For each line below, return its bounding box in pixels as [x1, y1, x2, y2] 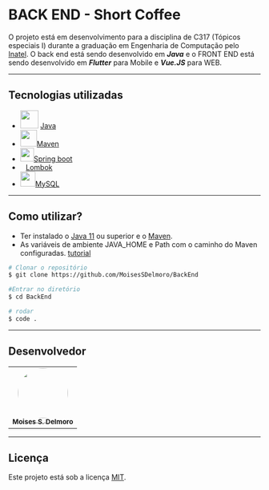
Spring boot [33, 154, 73, 164]
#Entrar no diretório [8, 285, 81, 294]
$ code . [8, 314, 38, 322]
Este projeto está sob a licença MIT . [8, 472, 126, 482]
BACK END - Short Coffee [8, 6, 182, 24]
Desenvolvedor [8, 345, 86, 358]
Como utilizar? [8, 210, 82, 224]
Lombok [25, 162, 54, 172]
